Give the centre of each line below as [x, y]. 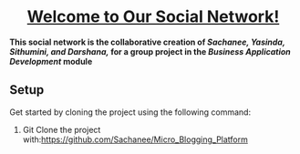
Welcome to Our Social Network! [153, 17]
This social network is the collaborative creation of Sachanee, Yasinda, [147, 42]
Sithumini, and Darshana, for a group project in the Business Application [150, 51]
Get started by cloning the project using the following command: [130, 112]
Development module [51, 61]
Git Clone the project [62, 129]
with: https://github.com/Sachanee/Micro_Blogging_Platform [135, 139]
